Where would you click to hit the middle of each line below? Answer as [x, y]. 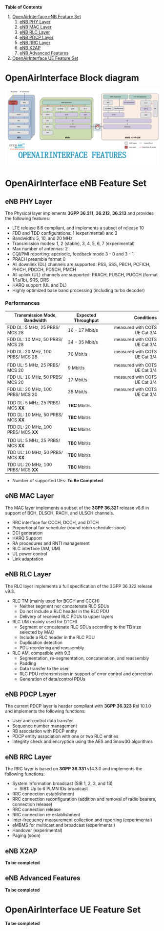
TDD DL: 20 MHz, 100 [30, 427]
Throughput [86, 320]
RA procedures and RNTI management [51, 543]
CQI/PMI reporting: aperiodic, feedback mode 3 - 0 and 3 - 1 [73, 254]
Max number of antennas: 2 [40, 248]
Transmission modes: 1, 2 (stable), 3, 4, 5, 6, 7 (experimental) [73, 243]
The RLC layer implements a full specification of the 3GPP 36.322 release [79, 586]
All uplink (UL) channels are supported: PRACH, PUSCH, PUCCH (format [85, 274]
